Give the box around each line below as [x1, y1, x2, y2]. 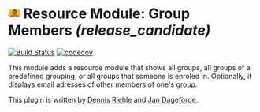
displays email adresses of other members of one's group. [8, 80, 198, 89]
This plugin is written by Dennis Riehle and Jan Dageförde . [8, 95, 199, 104]
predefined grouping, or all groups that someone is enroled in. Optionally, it [8, 71, 252, 80]
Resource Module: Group [23, 5, 191, 23]
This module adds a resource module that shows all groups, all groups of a [8, 62, 251, 72]
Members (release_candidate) [8, 21, 211, 39]
